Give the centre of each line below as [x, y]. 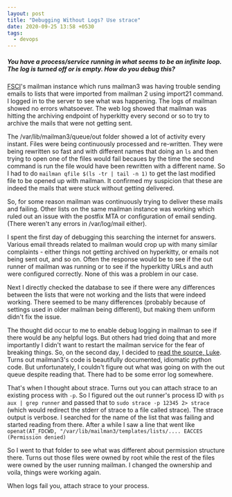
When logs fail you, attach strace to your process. [78, 486]
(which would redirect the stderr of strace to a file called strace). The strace [115, 410]
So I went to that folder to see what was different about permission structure [116, 451]
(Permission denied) [37, 437]
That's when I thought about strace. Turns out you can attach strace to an [113, 388]
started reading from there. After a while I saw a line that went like [101, 425]
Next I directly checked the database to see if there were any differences [111, 288]
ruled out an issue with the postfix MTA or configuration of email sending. [112, 216]
